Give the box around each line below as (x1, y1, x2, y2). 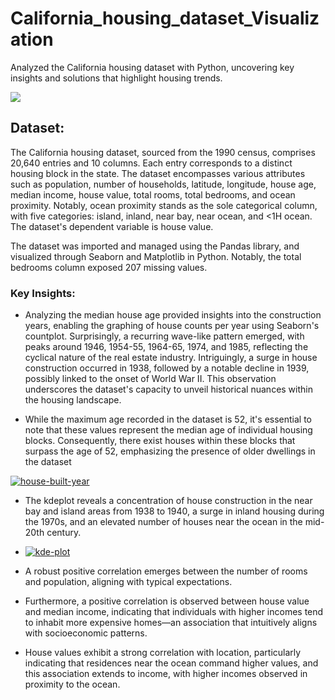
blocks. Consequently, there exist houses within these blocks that (24, 435, 296, 447)
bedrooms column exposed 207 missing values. (10, 261, 208, 273)
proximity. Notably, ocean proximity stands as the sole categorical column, (10, 199, 318, 211)
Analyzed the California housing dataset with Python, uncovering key (10, 61, 295, 73)
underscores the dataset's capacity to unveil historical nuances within (24, 383, 313, 396)
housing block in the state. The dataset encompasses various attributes (10, 167, 306, 179)
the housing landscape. (24, 394, 122, 406)
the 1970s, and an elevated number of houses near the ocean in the (24, 516, 303, 528)
